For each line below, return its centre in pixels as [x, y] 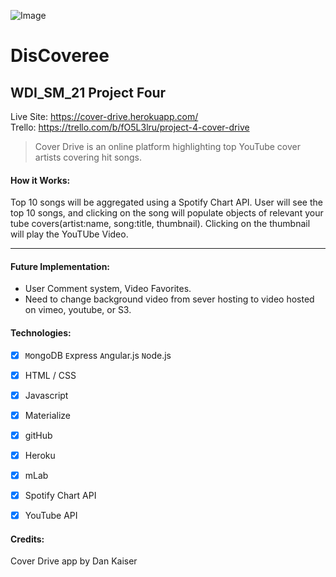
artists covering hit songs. [88, 157]
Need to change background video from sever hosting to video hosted [169, 299]
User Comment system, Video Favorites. [108, 289]
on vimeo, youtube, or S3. [78, 310]
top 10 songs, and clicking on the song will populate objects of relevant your [167, 213]
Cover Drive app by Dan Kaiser [74, 561]
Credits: [27, 539]
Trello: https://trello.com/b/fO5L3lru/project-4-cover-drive [130, 127]
